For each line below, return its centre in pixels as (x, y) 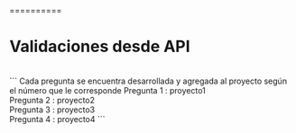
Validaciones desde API (100, 47)
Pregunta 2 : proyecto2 (52, 100)
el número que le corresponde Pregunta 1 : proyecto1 (107, 90)
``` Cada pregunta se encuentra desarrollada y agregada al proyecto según (148, 81)
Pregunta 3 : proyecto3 (52, 110)
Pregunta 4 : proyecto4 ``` (57, 119)
